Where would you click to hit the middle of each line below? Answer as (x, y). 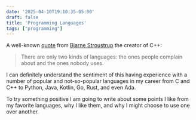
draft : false (22, 17)
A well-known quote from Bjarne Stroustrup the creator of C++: (84, 45)
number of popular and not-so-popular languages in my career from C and (98, 81)
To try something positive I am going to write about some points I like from (98, 99)
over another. (23, 112)
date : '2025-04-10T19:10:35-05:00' (50, 12)
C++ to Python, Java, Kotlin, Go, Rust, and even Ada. (71, 88)
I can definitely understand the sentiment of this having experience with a (97, 75)
